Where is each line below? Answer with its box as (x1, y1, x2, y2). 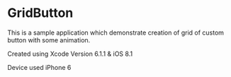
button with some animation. (7, 35, 91, 44)
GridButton (7, 5, 74, 21)
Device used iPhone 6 (7, 63, 72, 71)
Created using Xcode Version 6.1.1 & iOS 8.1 (7, 49, 133, 58)
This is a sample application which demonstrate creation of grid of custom (7, 28, 225, 37)
